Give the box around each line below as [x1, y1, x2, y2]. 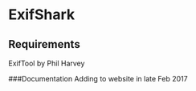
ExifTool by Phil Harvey [8, 58, 85, 68]
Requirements [8, 38, 80, 51]
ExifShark [8, 6, 76, 24]
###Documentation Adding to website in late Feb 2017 [8, 74, 188, 83]
